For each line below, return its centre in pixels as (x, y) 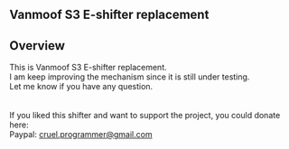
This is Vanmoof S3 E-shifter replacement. (88, 68)
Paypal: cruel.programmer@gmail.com (81, 135)
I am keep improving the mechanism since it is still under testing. (130, 77)
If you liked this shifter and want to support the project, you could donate (145, 116)
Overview (37, 46)
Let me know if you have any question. (81, 87)
